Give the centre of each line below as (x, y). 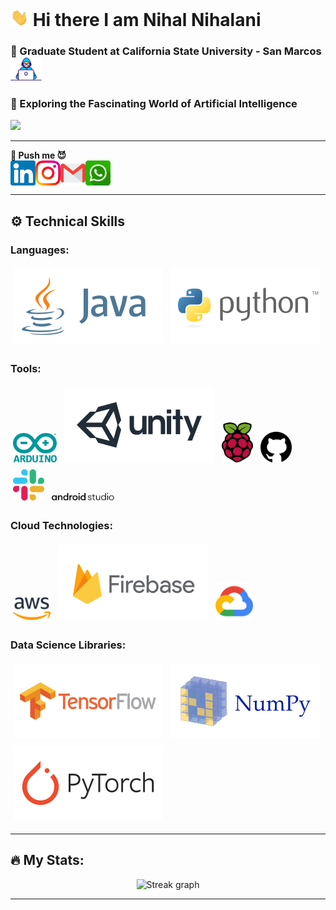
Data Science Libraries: (68, 645)
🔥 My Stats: (47, 860)
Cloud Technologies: (61, 526)
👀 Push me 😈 (38, 155)
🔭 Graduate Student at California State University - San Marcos (166, 51)
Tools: (26, 368)
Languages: (40, 250)
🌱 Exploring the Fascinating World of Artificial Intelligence (154, 103)
